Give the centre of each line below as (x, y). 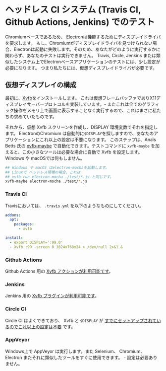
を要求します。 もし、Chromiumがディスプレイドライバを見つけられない (79, 43)
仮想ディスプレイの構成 (41, 85)
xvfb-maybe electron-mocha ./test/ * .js (46, 181)
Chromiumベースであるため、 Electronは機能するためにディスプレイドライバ (83, 37)
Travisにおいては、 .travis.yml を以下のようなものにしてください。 (74, 206)
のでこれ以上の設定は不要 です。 (42, 327)
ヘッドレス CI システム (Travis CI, (73, 10)
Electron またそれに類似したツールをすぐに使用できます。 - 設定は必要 (77, 357)
